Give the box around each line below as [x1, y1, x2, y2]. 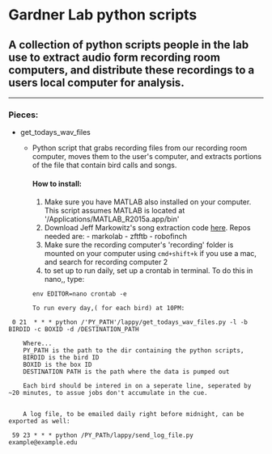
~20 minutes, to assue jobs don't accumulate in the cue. [8, 389, 208, 397]
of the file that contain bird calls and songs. [32, 160, 177, 170]
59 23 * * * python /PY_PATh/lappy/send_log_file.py [11, 431, 194, 439]
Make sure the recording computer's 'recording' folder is [44, 240, 234, 250]
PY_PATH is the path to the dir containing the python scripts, [23, 346, 244, 355]
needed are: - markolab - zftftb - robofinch [44, 231, 188, 241]
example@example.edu [8, 438, 79, 446]
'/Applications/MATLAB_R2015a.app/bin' [44, 214, 180, 224]
